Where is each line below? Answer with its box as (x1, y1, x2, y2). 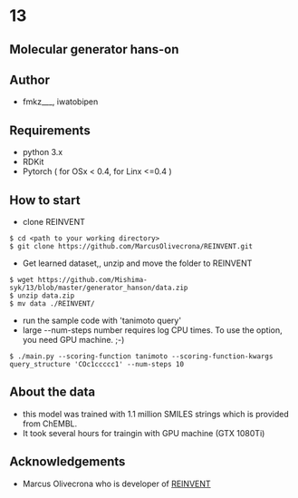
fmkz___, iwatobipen (22, 96, 99, 107)
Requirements (9, 122, 91, 138)
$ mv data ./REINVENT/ (9, 299, 95, 308)
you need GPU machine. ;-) (22, 335, 125, 346)
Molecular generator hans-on (9, 42, 179, 57)
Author (9, 72, 50, 87)
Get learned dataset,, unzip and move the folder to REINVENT (22, 258, 253, 269)
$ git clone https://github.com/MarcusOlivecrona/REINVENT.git (9, 242, 254, 251)
